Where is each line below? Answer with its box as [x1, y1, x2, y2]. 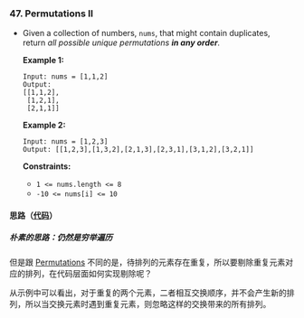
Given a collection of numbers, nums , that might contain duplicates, [22, 28, 271, 39]
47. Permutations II [9, 7, 93, 20]
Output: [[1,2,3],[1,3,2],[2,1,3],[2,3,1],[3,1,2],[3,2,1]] [22, 145, 254, 154]
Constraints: [22, 161, 71, 172]
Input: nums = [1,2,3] [22, 137, 109, 146]
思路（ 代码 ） [9, 210, 57, 220]
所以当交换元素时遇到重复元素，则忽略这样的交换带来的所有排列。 [24, 298, 271, 309]
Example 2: [22, 120, 66, 131]
